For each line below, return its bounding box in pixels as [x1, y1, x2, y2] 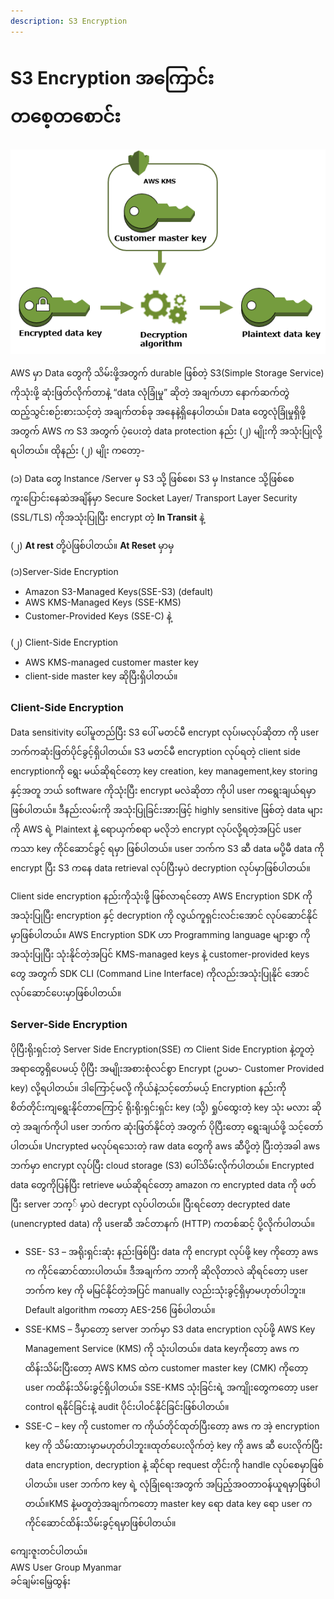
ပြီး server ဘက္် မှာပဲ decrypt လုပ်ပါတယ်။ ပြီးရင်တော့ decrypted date [10, 1198, 291, 1210]
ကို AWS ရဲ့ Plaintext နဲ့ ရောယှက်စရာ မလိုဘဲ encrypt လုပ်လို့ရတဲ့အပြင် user [10, 823, 302, 835]
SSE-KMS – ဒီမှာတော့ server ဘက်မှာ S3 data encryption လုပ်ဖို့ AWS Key [24, 1323, 316, 1335]
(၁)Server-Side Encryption [10, 565, 119, 577]
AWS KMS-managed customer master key [24, 656, 199, 668]
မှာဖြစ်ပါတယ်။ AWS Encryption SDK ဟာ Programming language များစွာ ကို [10, 928, 311, 940]
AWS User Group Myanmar [10, 1561, 122, 1574]
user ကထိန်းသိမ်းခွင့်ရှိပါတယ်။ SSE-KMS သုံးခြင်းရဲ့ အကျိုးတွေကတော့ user [24, 1381, 319, 1394]
